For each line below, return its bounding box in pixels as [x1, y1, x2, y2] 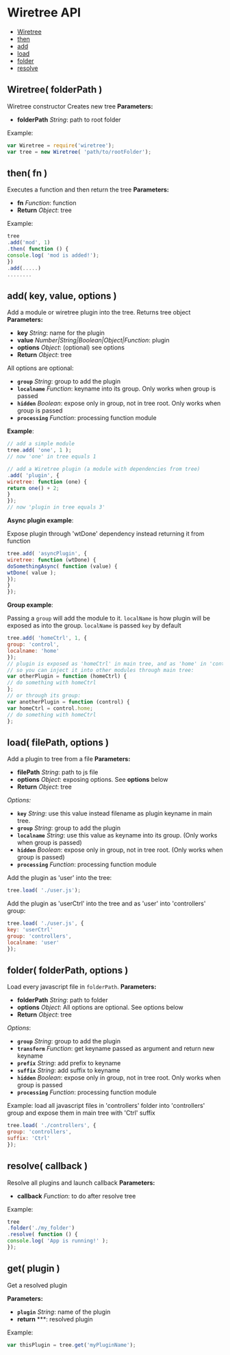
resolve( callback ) [7, 1160, 88, 1172]
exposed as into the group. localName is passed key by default [7, 621, 181, 629]
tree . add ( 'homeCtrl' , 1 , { [7, 635, 88, 642]
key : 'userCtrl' [7, 926, 53, 933]
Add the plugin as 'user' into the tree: [7, 874, 112, 882]
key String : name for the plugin [16, 329, 105, 337]
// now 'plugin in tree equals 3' [7, 504, 106, 511]
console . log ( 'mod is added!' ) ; [7, 252, 99, 259]
